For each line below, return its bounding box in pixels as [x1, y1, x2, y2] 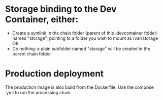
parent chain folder [12, 50, 51, 57]
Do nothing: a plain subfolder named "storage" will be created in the [12, 46, 151, 51]
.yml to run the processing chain [5, 89, 70, 95]
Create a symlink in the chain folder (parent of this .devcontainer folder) [12, 30, 158, 36]
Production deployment [5, 68, 104, 79]
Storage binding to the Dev [5, 3, 117, 15]
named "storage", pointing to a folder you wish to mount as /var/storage [12, 35, 159, 41]
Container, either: [5, 14, 79, 25]
